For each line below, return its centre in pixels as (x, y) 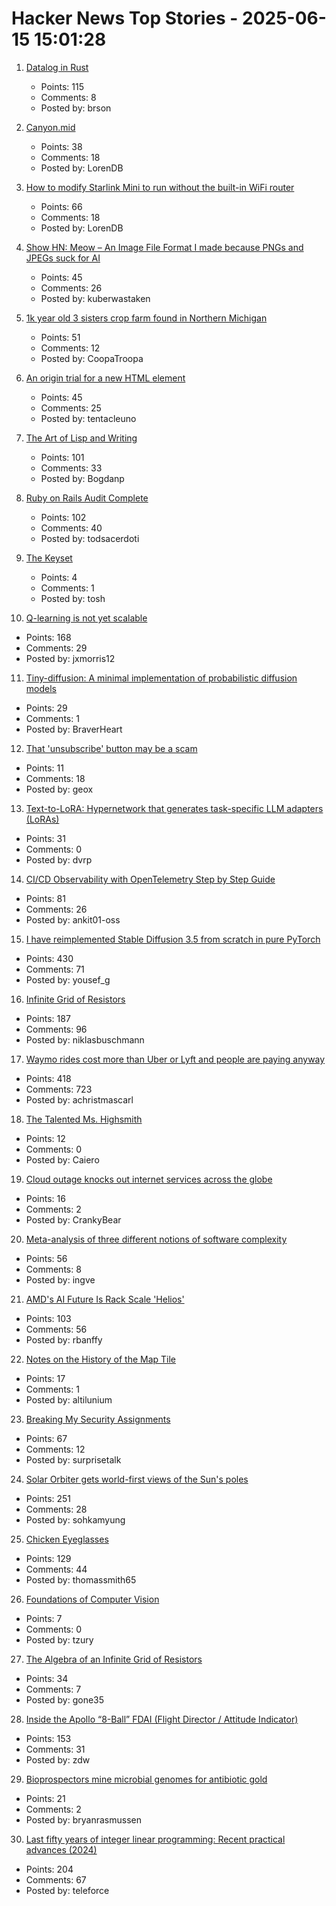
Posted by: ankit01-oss (73, 919)
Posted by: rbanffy (64, 1339)
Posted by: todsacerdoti (90, 538)
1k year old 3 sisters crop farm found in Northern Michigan (146, 318)
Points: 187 (48, 1018)
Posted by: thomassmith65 (81, 1579)
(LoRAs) (42, 819)
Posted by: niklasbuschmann (85, 1039)
